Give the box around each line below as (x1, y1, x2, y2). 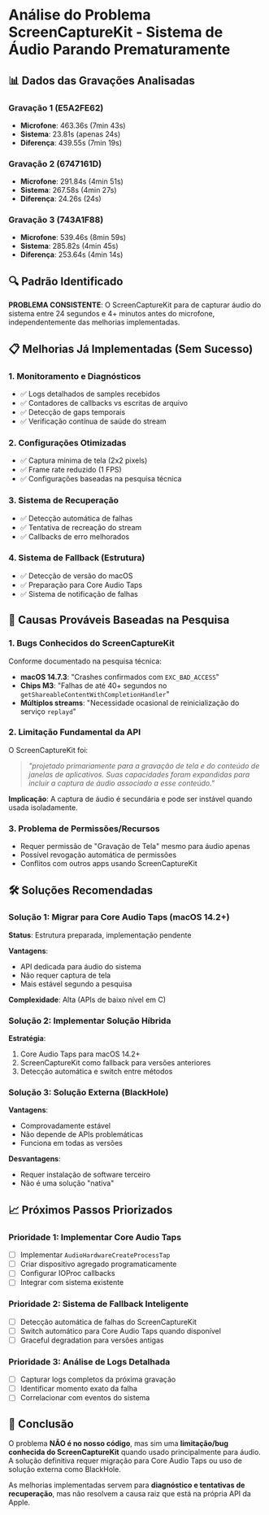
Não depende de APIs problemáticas (20, 1130, 144, 1139)
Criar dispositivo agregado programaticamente (20, 1259, 177, 1269)
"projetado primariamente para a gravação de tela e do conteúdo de (28, 760, 260, 770)
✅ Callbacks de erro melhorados (20, 531, 130, 542)
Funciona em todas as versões (20, 1138, 124, 1148)
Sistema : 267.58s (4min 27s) (20, 185, 117, 195)
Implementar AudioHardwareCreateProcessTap (20, 1250, 171, 1260)
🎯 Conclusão (8, 1417, 75, 1430)
